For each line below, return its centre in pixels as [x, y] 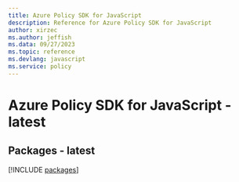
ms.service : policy [40, 67]
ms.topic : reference [42, 52]
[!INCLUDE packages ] [43, 169]
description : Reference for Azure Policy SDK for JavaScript [110, 23]
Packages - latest [52, 151]
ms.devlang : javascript [47, 60]
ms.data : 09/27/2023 [42, 45]
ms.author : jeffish [40, 37]
